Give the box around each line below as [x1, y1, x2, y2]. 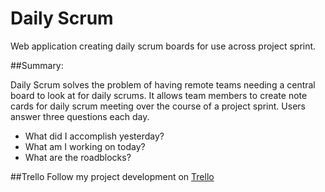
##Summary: [10, 59, 64, 71]
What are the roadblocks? [24, 151, 132, 163]
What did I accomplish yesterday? [24, 130, 165, 142]
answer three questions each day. [10, 110, 150, 122]
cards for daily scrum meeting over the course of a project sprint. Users [10, 100, 306, 112]
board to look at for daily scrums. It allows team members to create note [10, 89, 308, 101]
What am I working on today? [24, 140, 146, 152]
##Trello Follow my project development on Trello [10, 170, 215, 182]
